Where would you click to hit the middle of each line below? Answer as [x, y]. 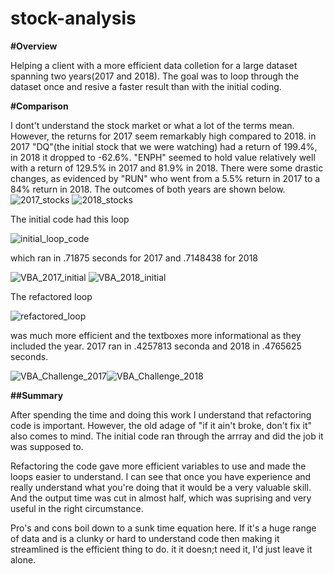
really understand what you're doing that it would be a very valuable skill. [161, 487]
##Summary [37, 395]
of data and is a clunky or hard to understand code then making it [145, 538]
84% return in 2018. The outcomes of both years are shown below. [148, 189]
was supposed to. [47, 446]
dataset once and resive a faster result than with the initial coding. [146, 86]
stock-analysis [73, 18]
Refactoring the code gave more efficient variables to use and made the [158, 466]
